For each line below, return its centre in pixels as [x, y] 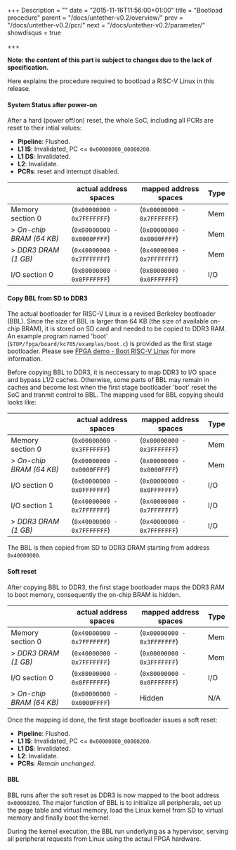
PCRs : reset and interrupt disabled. [68, 171]
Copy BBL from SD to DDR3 [47, 298]
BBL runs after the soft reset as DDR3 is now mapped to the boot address [113, 795]
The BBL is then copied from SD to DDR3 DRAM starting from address [109, 548]
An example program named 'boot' [58, 336]
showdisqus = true [34, 32]
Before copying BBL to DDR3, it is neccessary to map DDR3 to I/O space [112, 372]
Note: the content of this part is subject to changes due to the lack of [110, 60]
